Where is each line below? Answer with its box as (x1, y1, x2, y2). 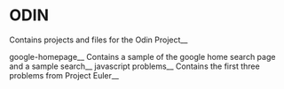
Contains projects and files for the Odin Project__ (9, 34, 188, 45)
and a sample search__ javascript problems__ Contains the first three (9, 61, 260, 71)
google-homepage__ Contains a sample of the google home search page (9, 51, 276, 62)
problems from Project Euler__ (9, 70, 120, 80)
